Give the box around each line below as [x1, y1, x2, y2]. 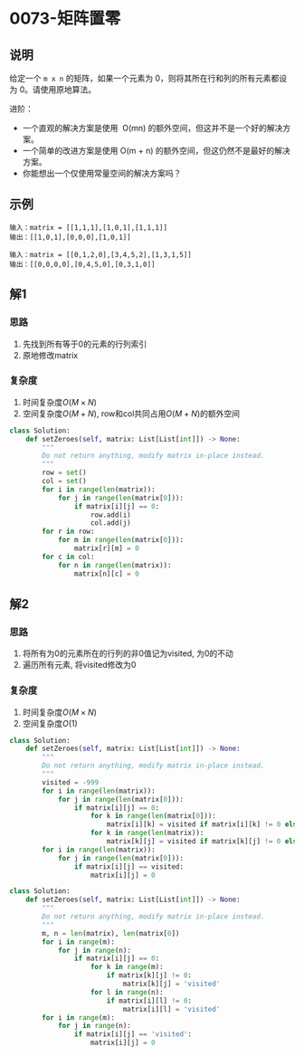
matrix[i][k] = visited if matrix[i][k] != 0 [106, 820, 281, 829]
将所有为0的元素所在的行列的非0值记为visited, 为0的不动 [22, 648, 233, 659]
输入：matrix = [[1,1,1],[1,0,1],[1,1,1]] [9, 223, 168, 232]
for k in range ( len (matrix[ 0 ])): [90, 812, 217, 821]
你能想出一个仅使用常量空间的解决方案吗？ [22, 168, 182, 178]
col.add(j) [90, 518, 131, 528]
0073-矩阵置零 [9, 8, 121, 29]
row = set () [42, 468, 88, 478]
